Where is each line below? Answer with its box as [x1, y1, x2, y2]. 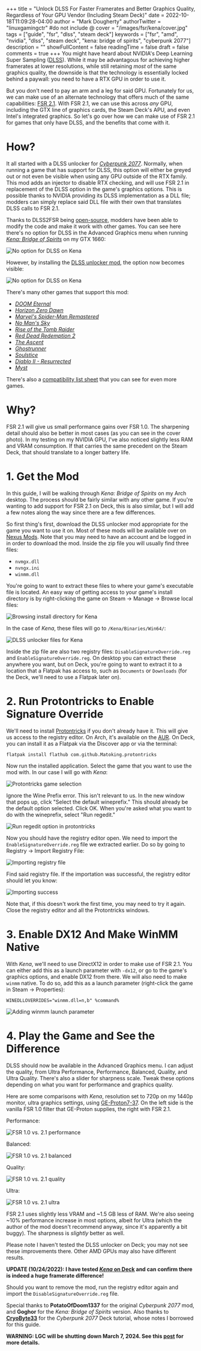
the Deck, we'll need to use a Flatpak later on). [6, 673, 121, 680]
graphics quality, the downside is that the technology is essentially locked [6, 69, 188, 76]
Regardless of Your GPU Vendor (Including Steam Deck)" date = [6, 11, 165, 19]
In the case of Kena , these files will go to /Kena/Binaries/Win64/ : [6, 624, 166, 632]
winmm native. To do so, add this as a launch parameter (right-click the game [6, 979, 193, 986]
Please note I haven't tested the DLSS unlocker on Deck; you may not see [6, 1241, 188, 1248]
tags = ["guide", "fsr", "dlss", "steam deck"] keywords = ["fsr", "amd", [6, 31, 178, 38]
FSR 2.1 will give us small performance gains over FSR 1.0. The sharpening [6, 423, 190, 430]
